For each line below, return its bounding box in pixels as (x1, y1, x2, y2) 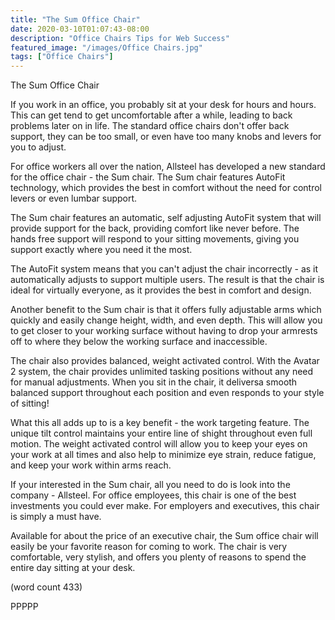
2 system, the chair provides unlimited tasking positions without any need (10, 366, 314, 378)
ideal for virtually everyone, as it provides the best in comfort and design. (10, 284, 312, 296)
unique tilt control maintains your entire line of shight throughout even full (10, 427, 313, 440)
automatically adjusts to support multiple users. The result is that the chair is (10, 274, 325, 286)
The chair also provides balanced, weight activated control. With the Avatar (10, 355, 320, 367)
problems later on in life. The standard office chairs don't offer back (10, 120, 290, 132)
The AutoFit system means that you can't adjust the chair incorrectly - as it (10, 263, 319, 275)
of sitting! (10, 397, 50, 410)
